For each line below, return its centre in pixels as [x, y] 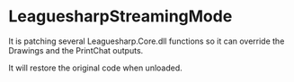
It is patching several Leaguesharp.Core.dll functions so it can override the [147, 41]
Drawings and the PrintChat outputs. [76, 50]
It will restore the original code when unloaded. [96, 68]
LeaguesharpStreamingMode [120, 16]
